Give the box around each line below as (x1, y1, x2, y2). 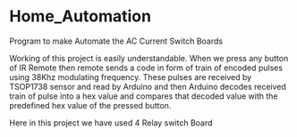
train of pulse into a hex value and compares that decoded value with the (9, 91, 279, 101)
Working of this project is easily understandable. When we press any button (9, 52, 289, 63)
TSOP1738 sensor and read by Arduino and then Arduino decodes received (9, 81, 286, 92)
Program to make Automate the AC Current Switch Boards (9, 36, 224, 46)
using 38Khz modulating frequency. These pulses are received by (9, 71, 252, 82)
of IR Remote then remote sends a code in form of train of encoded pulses (9, 62, 284, 73)
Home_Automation (9, 6, 152, 27)
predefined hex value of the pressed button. (9, 100, 172, 110)
